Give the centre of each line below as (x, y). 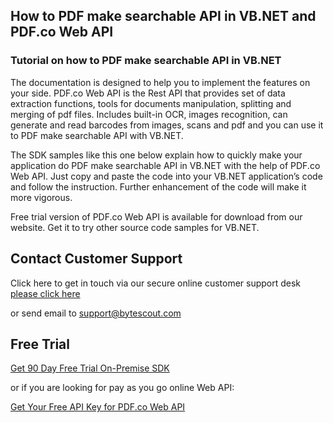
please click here (45, 293)
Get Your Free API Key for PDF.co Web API (98, 407)
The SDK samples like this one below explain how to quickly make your (156, 155)
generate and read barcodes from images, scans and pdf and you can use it (167, 125)
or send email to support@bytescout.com (96, 313)
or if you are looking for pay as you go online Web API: (122, 388)
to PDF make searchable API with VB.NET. (97, 135)
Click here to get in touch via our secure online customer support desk (156, 283)
